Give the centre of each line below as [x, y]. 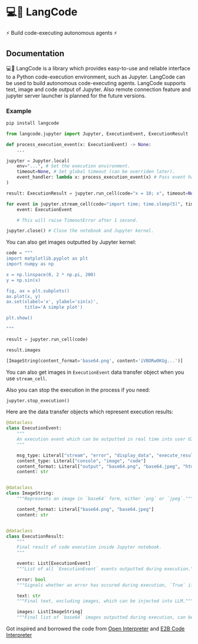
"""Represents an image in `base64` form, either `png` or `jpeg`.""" [105, 499]
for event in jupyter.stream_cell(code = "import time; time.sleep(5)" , [95, 204]
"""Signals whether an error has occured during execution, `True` [101, 585]
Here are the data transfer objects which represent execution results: [90, 412]
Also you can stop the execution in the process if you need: [78, 390]
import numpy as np [30, 264]
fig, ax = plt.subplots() [38, 291]
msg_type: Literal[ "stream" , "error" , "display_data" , [85, 455]
